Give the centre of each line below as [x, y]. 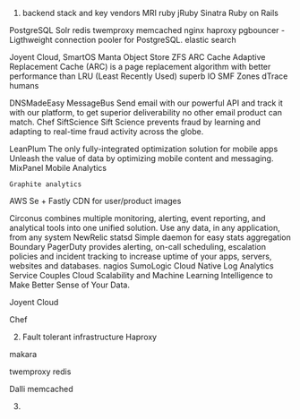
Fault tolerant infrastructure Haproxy [90, 337]
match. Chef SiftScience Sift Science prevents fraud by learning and [135, 122]
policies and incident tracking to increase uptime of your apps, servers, [141, 256]
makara [23, 354]
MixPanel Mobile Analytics [58, 168]
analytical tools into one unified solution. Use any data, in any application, [145, 228]
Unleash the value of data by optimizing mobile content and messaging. [141, 158]
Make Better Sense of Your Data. [69, 285]
